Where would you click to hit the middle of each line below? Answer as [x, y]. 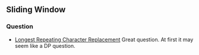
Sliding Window [36, 10]
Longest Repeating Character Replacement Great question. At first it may [104, 39]
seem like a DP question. [45, 46]
